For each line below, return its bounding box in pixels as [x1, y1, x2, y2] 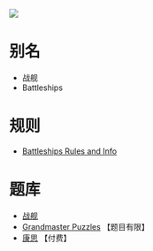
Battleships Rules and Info [21, 146, 118, 156]
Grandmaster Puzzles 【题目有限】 [21, 221, 150, 232]
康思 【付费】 [21, 232, 72, 243]
